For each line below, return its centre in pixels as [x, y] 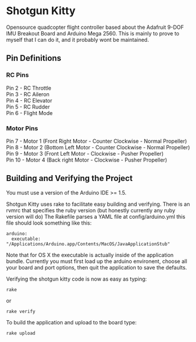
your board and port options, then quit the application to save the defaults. [97, 267]
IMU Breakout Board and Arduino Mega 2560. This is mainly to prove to [93, 33]
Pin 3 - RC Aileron [28, 94]
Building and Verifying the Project [69, 178]
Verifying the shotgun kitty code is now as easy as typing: [76, 279]
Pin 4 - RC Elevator [29, 100]
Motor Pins [22, 128]
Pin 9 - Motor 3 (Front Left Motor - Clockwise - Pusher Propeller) [85, 153]
